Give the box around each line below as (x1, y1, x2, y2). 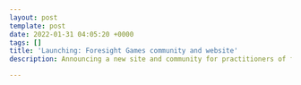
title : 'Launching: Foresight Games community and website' (9, 47, 239, 55)
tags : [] (9, 38, 42, 47)
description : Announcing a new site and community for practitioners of (9, 55, 287, 64)
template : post (9, 21, 66, 30)
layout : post (9, 13, 58, 22)
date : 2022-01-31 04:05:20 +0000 (9, 30, 134, 38)
